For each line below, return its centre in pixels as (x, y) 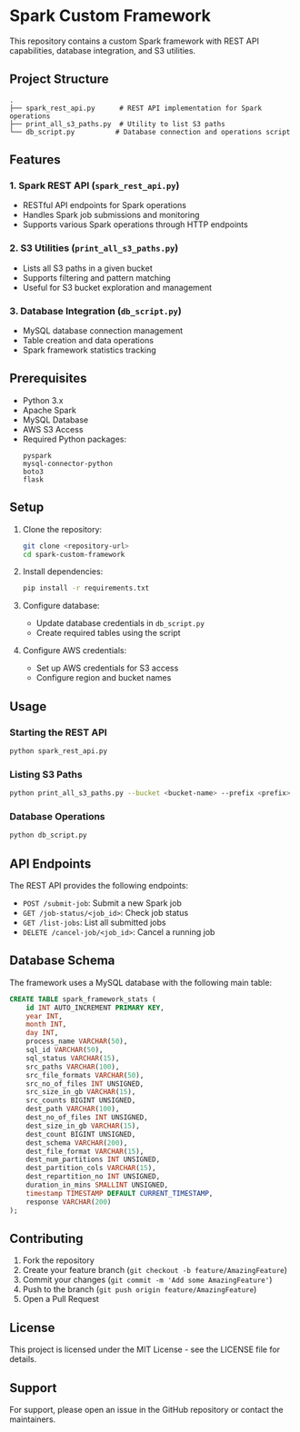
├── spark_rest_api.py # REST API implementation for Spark (135, 108)
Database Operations (58, 816)
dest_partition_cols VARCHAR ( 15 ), (91, 1168)
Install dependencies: (63, 572)
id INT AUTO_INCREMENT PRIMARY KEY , (95, 1008)
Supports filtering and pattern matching (96, 277)
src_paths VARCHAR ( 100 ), (73, 1067)
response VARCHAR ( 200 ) (69, 1202)
